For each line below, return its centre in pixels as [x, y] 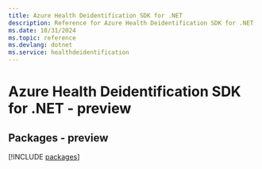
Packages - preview [58, 138]
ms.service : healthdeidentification [69, 52]
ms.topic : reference [42, 38]
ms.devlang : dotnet [40, 45]
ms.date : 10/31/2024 [42, 30]
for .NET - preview [70, 109]
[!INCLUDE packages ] [44, 157]
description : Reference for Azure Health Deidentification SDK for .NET [131, 23]
